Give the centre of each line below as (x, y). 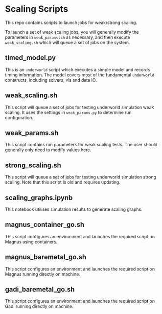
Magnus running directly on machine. (43, 274)
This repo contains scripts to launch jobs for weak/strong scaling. (71, 22)
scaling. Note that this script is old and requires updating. (63, 182)
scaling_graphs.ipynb (39, 197)
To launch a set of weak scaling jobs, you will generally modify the (72, 32)
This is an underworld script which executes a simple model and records (78, 69)
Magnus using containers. (31, 242)
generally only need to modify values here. (48, 150)
